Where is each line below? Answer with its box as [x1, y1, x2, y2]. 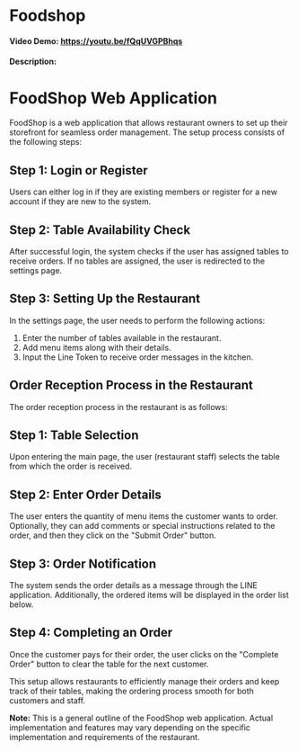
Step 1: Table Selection [9, 427, 139, 443]
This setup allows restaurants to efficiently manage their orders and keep [9, 675, 280, 686]
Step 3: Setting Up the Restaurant [9, 291, 200, 307]
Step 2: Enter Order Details [9, 487, 162, 502]
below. [9, 599, 34, 610]
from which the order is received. [9, 460, 133, 472]
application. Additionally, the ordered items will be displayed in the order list [9, 590, 289, 600]
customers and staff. [9, 694, 86, 706]
